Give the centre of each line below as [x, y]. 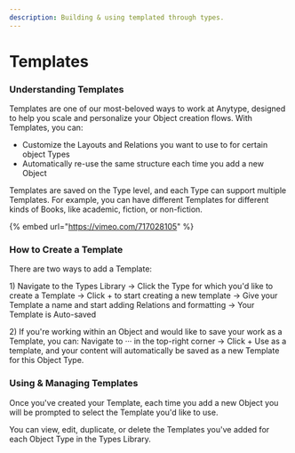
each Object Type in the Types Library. [80, 439]
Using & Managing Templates [74, 384]
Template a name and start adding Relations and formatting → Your [132, 305]
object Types [46, 154]
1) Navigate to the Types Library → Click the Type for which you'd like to [141, 287]
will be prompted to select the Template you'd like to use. [114, 412]
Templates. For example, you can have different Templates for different [139, 200]
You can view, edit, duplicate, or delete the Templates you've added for [140, 429]
